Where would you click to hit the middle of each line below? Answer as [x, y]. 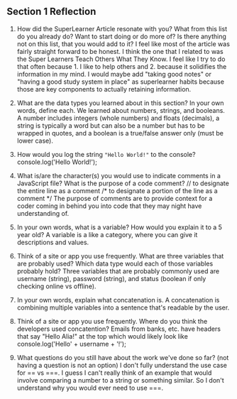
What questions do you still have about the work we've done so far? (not [123, 357]
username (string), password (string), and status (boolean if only [111, 278]
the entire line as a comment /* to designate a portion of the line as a [117, 190]
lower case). [35, 141]
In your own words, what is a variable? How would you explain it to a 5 [120, 227]
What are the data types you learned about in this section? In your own [120, 103]
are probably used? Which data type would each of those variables [115, 263]
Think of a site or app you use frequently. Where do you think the [112, 321]
